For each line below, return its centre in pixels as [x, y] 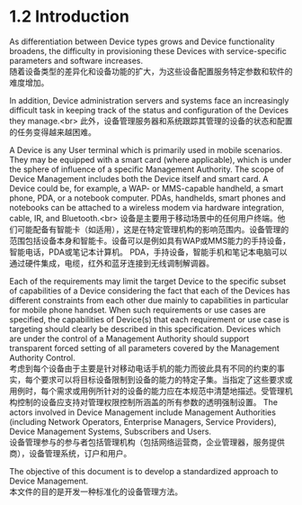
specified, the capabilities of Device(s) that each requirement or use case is [150, 319]
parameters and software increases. [76, 60]
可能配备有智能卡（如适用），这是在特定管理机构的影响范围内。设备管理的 [153, 229]
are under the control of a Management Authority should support [129, 338]
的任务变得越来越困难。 [53, 131]
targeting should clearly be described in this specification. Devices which [145, 329]
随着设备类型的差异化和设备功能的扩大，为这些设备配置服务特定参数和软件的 [151, 71]
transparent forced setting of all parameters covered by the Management [145, 347]
